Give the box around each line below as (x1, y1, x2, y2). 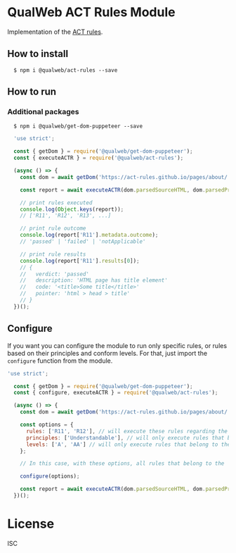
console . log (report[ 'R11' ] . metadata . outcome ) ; (20, 232, 159, 239)
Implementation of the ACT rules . (7, 27, 103, 36)
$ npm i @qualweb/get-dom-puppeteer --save (13, 123, 143, 130)
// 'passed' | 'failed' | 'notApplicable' (20, 238, 146, 245)
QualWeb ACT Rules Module (7, 4, 176, 20)
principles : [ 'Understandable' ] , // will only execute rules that (25, 434, 225, 441)
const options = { (20, 421, 74, 428)
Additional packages (7, 107, 79, 117)
